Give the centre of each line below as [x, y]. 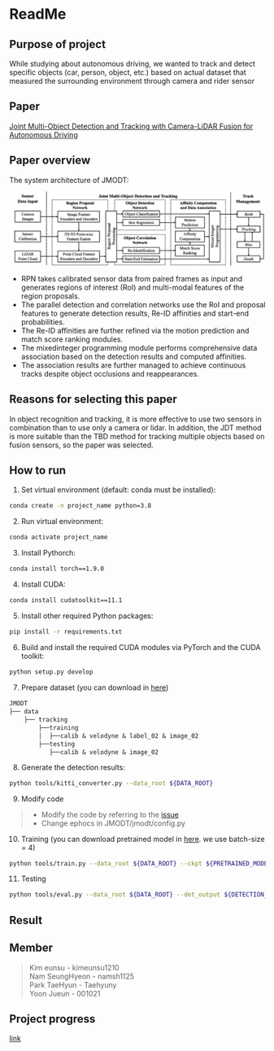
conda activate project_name [59, 538]
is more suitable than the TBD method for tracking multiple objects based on [137, 436]
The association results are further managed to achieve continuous [133, 365]
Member [31, 948]
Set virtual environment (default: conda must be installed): [118, 490]
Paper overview [50, 161]
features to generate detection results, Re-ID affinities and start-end [135, 313]
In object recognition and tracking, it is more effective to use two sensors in [136, 419]
